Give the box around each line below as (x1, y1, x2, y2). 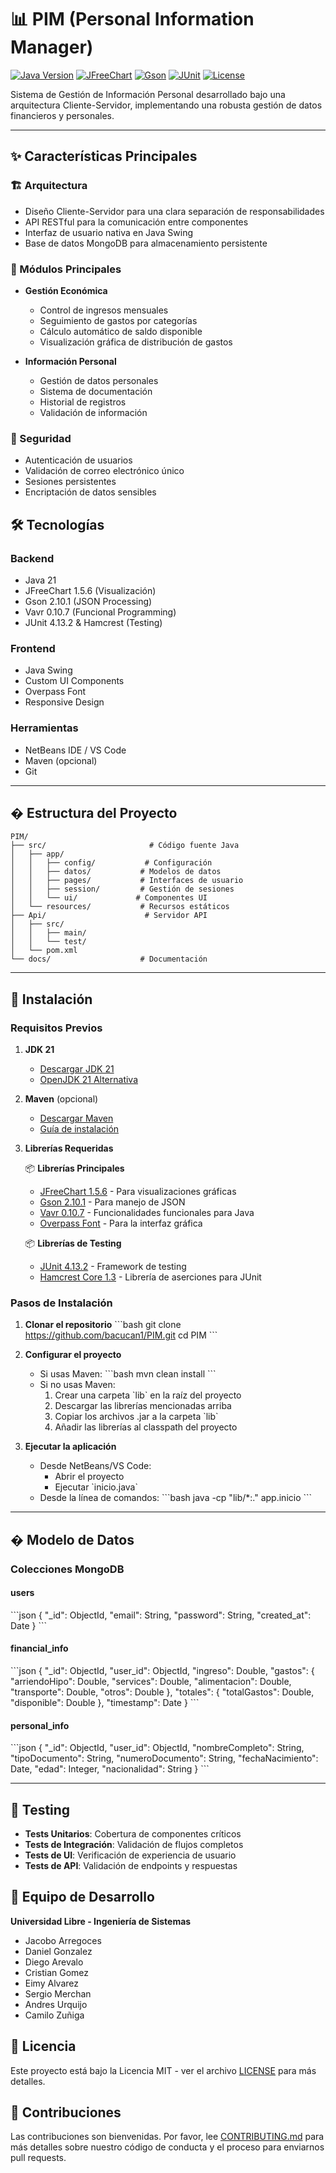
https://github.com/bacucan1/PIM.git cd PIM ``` (24, 1329, 218, 1341)
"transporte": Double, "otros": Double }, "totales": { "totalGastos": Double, (10, 1686, 315, 1698)
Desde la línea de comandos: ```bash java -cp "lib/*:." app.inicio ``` (39, 1492, 313, 1504)
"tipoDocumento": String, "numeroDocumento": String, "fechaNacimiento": (10, 1752, 319, 1765)
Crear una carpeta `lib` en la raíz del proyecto (54, 1389, 242, 1401)
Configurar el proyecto (24, 1349, 122, 1361)
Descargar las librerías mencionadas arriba (54, 1400, 232, 1412)
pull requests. (10, 2152, 67, 2164)
